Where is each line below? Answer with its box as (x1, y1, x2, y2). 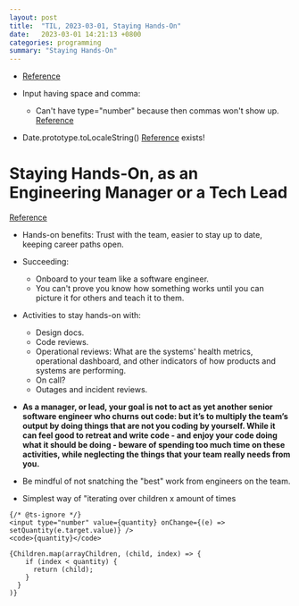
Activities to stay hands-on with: (21, 310, 141, 321)
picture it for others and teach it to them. (35, 292, 185, 304)
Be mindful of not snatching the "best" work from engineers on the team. (21, 476, 291, 487)
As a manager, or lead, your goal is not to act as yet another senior (21, 401, 273, 412)
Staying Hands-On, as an (9, 164, 199, 184)
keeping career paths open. (21, 239, 125, 250)
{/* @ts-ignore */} (9, 510, 82, 519)
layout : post (9, 13, 58, 22)
